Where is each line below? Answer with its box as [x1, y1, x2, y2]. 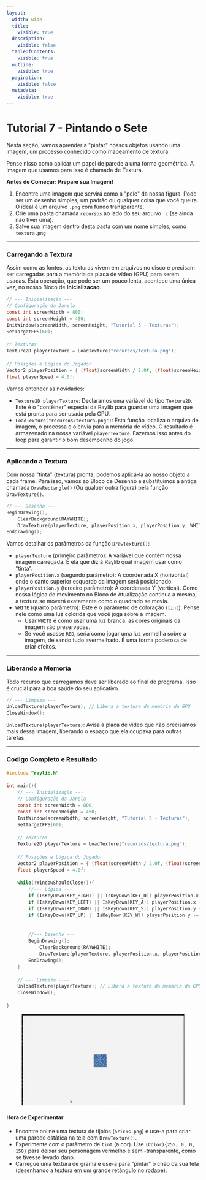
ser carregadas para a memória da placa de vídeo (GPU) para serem [6, 270, 180, 278]
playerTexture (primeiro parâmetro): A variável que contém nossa [15, 552, 182, 559]
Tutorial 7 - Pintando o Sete [6, 121, 148, 135]
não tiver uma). [15, 216, 54, 223]
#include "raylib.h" [6, 770, 59, 776]
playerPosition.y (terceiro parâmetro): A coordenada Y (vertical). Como [15, 584, 198, 592]
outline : [12, 61, 34, 67]
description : [12, 36, 45, 42]
